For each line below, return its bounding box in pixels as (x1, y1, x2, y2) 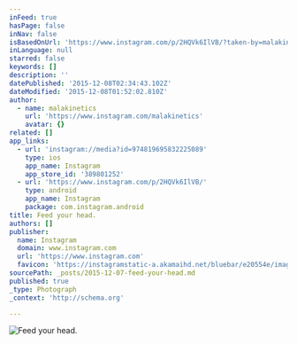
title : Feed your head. (9, 210, 97, 220)
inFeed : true (9, 12, 57, 22)
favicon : (17, 261, 49, 270)
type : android (25, 186, 77, 195)
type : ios (25, 152, 62, 162)
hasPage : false (9, 21, 65, 30)
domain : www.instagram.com (17, 244, 117, 253)
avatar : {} (25, 121, 65, 129)
